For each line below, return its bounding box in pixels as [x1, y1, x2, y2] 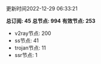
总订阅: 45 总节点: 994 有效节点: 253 [6, 17, 96, 24]
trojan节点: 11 [14, 44, 46, 51]
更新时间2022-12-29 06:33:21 [6, 5, 78, 12]
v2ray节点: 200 [14, 30, 51, 37]
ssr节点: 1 [14, 52, 38, 58]
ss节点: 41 [14, 37, 39, 44]
